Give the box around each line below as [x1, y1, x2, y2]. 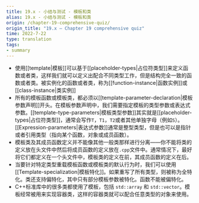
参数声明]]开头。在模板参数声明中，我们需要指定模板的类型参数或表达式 [14, 101, 191, 109]
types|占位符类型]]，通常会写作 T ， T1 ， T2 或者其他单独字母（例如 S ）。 [14, 116, 183, 123]
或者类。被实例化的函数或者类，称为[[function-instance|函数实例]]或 [20, 79, 188, 86]
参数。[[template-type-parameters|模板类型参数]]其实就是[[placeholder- [14, 109, 192, 116]
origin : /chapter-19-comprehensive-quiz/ [6, 20, 110, 26]
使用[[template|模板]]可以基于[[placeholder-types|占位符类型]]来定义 [14, 64, 184, 71]
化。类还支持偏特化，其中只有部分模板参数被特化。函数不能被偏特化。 [14, 176, 187, 183]
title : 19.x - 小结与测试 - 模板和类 [6, 8, 91, 15]
